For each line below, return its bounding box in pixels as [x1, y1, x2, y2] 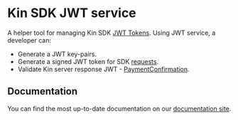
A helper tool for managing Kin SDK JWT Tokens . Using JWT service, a [7, 28, 216, 37]
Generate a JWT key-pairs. [17, 50, 97, 58]
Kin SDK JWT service [7, 5, 136, 21]
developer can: [7, 36, 52, 44]
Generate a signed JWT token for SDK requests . [17, 57, 159, 65]
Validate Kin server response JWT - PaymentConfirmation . [17, 65, 190, 73]
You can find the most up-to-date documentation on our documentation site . [7, 104, 232, 113]
